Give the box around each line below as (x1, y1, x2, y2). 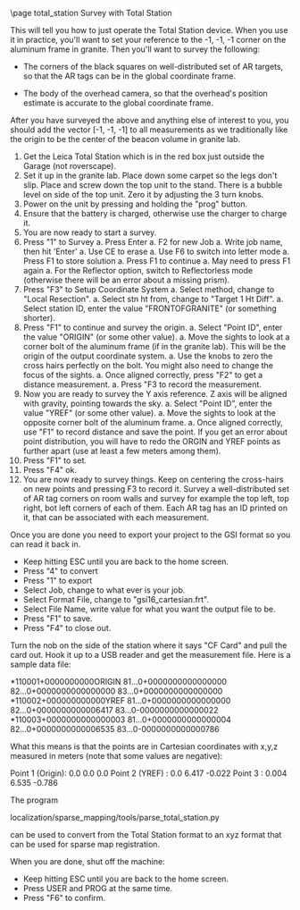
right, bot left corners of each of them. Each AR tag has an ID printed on (22, 502, 288, 513)
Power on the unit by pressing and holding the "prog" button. (22, 198, 248, 209)
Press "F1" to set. (22, 455, 87, 466)
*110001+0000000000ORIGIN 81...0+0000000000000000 (10, 677, 227, 687)
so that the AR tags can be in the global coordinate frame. (22, 71, 236, 81)
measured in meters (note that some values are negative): (10, 751, 223, 761)
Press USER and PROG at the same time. (22, 883, 173, 893)
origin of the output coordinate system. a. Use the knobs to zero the (22, 350, 273, 361)
